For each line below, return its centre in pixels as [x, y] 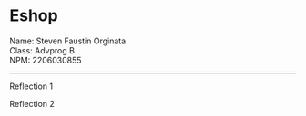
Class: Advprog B [42, 50]
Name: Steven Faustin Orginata [68, 41]
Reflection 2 [32, 103]
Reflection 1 [31, 86]
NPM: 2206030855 [46, 60]
